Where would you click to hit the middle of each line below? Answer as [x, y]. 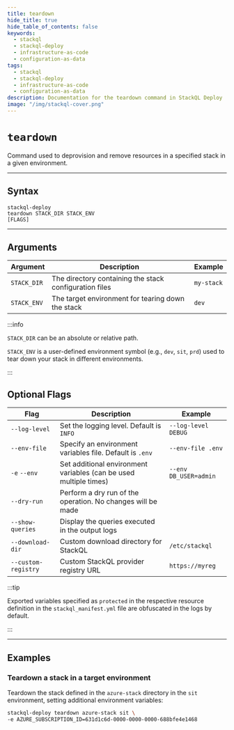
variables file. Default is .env [106, 453]
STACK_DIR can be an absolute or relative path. [73, 338]
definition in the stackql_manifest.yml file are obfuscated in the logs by [110, 608]
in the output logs [88, 530]
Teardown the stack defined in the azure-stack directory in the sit [102, 692]
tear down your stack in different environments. [76, 359]
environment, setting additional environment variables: [85, 700]
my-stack [208, 283]
